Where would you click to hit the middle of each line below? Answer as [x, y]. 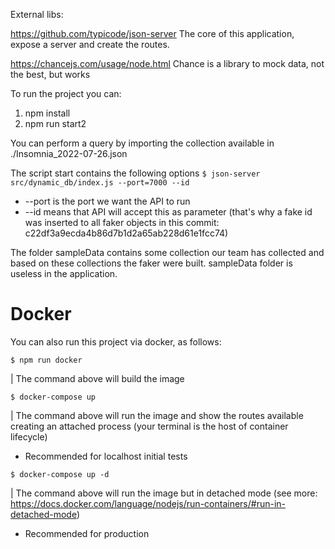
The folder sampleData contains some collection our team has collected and [167, 252]
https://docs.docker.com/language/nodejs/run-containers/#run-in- [148, 503]
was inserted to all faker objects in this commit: [122, 222]
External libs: [37, 14]
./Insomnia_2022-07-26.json [69, 153]
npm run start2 [55, 123]
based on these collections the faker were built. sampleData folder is [151, 263]
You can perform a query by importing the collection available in [142, 143]
